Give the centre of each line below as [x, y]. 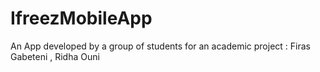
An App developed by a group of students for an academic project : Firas [160, 46]
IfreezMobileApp [81, 18]
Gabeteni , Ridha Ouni [55, 56]
